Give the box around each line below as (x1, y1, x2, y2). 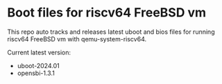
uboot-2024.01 (17, 61, 60, 70)
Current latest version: (7, 48, 71, 56)
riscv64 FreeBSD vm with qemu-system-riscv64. (7, 34, 147, 43)
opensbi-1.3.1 (17, 69, 55, 77)
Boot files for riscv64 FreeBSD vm (7, 5, 207, 21)
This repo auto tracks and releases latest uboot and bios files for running (7, 28, 215, 36)
